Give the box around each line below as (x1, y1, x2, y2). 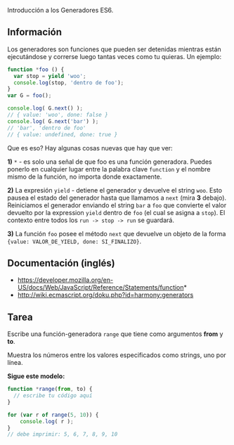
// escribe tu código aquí (13, 392, 93, 399)
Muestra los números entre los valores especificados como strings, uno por (7, 351, 226, 359)
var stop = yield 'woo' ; (13, 72, 86, 79)
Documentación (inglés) (7, 257, 116, 269)
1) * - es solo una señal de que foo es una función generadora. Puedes (7, 157, 212, 166)
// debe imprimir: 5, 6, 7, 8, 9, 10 (7, 431, 118, 438)
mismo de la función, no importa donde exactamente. (7, 172, 162, 181)
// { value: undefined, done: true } (7, 131, 118, 138)
